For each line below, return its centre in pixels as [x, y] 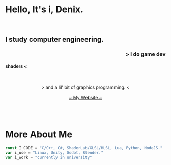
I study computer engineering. [55, 40]
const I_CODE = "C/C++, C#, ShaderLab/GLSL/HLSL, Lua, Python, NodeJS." [84, 148]
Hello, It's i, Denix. [45, 9]
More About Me [39, 134]
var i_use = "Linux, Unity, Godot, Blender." [54, 153]
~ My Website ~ [85, 98]
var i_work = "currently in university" [49, 158]
